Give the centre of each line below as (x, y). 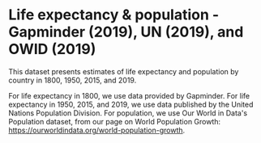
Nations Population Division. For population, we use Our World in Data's (128, 113)
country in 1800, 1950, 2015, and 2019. (73, 80)
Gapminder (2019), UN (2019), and (126, 32)
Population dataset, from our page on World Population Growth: (115, 121)
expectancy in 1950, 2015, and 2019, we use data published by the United (131, 104)
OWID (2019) (52, 49)
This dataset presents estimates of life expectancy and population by (124, 71)
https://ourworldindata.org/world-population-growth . (97, 130)
